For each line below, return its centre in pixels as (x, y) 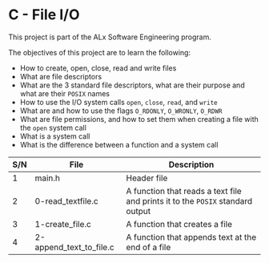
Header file (147, 178)
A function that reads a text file (184, 191)
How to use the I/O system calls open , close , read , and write (118, 102)
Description (191, 164)
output (139, 211)
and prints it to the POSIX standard (189, 200)
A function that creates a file (179, 224)
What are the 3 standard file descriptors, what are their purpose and (132, 85)
